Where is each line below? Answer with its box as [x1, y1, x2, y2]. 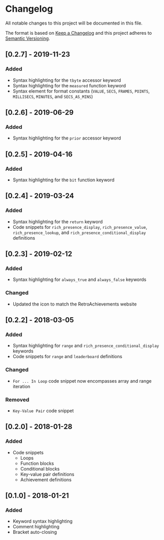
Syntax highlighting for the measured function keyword [12, 82, 126, 88]
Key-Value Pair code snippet [12, 407, 74, 414]
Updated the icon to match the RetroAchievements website [12, 301, 137, 307]
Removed [5, 396, 30, 403]
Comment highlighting [12, 524, 60, 530]
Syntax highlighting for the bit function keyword [12, 177, 115, 183]
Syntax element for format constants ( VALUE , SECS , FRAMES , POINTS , [12, 88, 150, 94]
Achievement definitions [20, 476, 72, 483]
